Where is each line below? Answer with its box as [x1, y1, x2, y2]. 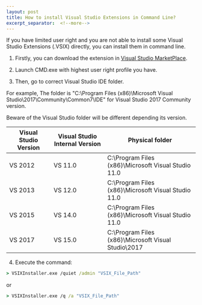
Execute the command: [14, 259, 73, 266]
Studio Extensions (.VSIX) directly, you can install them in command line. [6, 43, 186, 50]
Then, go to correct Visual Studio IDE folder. [14, 78, 124, 85]
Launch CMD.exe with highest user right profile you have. [14, 66, 158, 74]
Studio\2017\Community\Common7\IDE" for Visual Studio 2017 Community [6, 96, 191, 103]
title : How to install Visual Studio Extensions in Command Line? [6, 14, 176, 20]
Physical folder [127, 136, 173, 145]
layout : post [6, 8, 39, 15]
